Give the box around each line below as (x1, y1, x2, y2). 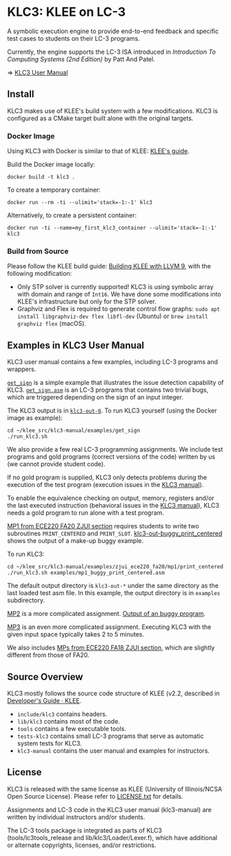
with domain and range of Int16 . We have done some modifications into (17, 290, 222, 299)
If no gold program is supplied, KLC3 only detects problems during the (7, 473, 208, 481)
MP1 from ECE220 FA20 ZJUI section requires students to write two (7, 522, 199, 530)
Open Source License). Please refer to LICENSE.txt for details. (7, 792, 183, 800)
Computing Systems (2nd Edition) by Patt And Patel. (7, 54, 155, 63)
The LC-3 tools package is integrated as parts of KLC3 (7, 826, 162, 835)
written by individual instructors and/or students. (7, 813, 145, 821)
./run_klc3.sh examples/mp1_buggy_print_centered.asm (7, 570, 165, 577)
